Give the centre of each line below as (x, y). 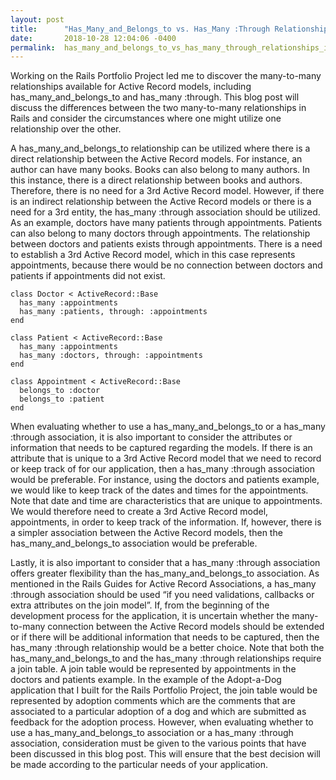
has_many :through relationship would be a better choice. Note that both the (167, 648)
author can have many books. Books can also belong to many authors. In (160, 170)
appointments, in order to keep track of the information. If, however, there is (166, 522)
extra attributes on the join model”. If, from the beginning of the (140, 605)
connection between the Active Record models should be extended (186, 627)
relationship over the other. (66, 129)
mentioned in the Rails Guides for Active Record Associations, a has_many (163, 584)
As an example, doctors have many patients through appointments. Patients (166, 223)
